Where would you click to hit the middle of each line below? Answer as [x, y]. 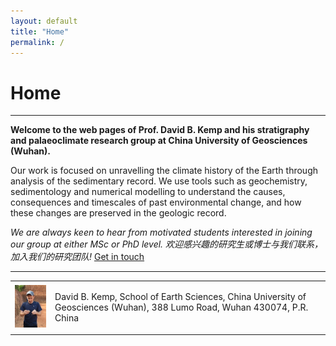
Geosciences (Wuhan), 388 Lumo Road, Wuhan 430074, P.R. [181, 307]
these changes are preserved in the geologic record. [118, 213]
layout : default [44, 21]
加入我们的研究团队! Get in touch [77, 257]
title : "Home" [40, 31]
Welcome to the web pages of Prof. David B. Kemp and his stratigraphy [160, 130]
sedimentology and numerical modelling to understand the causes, [148, 192]
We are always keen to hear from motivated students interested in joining [161, 232]
